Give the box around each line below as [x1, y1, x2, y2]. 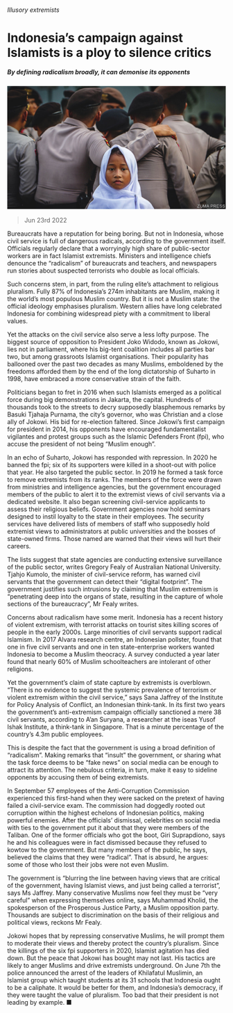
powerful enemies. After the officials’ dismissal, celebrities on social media [7, 816, 221, 825]
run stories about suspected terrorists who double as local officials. [7, 266, 200, 275]
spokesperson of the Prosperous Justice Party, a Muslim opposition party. [7, 904, 219, 912]
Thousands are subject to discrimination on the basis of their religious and [7, 911, 220, 919]
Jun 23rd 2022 [24, 216, 67, 225]
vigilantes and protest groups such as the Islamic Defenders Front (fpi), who [7, 432, 225, 441]
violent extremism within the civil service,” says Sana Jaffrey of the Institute [7, 693, 223, 702]
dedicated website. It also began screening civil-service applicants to [7, 498, 206, 506]
